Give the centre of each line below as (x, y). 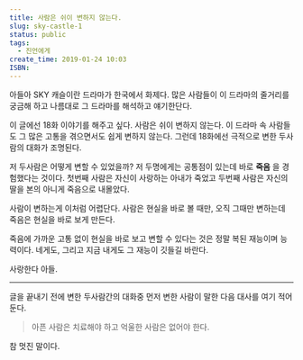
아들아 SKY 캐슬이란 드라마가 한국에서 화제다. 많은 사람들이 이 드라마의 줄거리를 (150, 94)
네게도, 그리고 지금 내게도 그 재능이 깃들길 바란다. (122, 249)
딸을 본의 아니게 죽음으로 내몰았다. (69, 189)
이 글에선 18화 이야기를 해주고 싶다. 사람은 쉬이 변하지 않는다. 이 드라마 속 (138, 125)
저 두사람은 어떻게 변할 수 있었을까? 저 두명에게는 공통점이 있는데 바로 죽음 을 (145, 166)
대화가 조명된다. (54, 147)
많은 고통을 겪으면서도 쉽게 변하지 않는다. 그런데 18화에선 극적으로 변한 (152, 136)
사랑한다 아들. (34, 269)
